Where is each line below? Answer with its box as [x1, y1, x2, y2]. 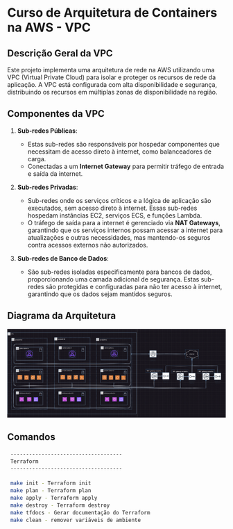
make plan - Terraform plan [10, 487, 92, 494]
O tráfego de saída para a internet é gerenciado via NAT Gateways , [27, 218, 221, 227]
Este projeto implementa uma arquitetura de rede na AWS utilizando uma [7, 66, 215, 74]
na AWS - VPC [7, 19, 92, 35]
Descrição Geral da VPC [7, 47, 113, 59]
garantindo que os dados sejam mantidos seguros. [27, 290, 173, 298]
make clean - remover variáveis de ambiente [10, 516, 141, 523]
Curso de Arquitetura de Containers [7, 5, 218, 21]
